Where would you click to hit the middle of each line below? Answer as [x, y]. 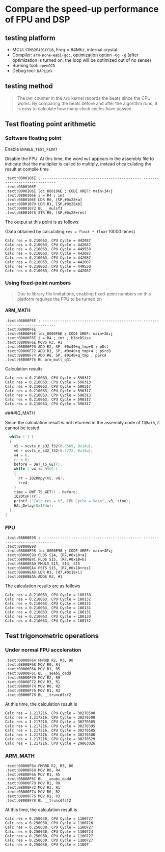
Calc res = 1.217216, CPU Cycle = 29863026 [50, 743]
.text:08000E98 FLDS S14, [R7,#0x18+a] [46, 555]
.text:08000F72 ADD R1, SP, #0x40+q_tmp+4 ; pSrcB [58, 351]
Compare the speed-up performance [82, 9]
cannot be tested [22, 428]
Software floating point [33, 138]
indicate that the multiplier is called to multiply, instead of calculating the [78, 163]
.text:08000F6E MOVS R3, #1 [34, 342]
